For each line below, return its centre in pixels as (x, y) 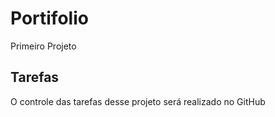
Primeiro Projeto (43, 46)
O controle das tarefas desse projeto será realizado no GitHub (138, 101)
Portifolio (49, 18)
